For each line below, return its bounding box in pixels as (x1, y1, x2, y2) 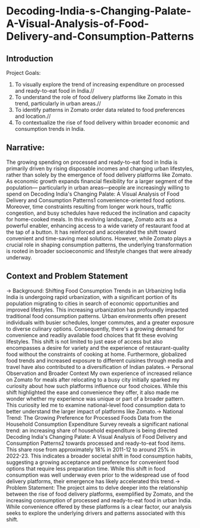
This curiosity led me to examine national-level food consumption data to (6, 401, 186, 408)
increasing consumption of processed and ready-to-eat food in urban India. (6, 496, 192, 503)
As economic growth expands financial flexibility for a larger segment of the (6, 178, 193, 185)
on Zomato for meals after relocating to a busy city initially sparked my (6, 376, 180, 383)
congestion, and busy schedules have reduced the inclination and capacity (6, 209, 191, 216)
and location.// (14, 112, 51, 120)
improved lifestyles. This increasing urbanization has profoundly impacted (6, 306, 189, 313)
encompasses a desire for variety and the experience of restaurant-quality (6, 344, 190, 351)
